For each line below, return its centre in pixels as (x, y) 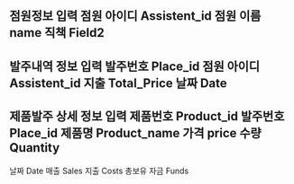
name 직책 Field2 (57, 33)
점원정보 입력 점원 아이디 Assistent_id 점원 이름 (135, 16)
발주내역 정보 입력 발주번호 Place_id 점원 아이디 (134, 66)
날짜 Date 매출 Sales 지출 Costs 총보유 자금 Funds (99, 171)
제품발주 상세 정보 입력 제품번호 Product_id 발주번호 (147, 116)
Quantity (35, 148)
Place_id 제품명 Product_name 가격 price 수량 (135, 133)
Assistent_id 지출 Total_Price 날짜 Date (118, 83)
